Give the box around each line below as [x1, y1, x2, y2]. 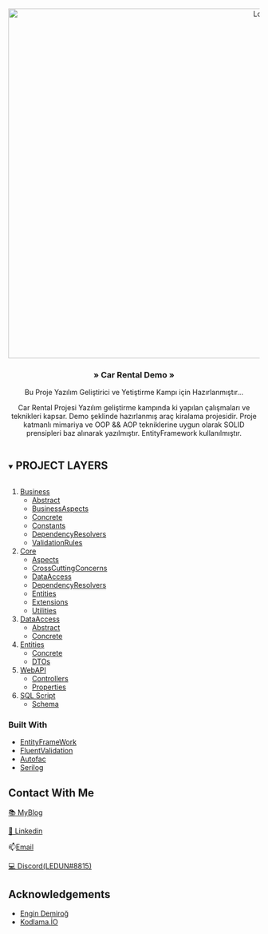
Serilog [19, 763, 44, 772]
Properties [31, 682, 66, 692]
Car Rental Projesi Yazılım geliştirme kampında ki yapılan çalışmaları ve [18, 403, 250, 413]
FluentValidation [19, 746, 73, 756]
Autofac [19, 754, 46, 764]
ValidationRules [31, 538, 83, 548]
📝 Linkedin [8, 826, 43, 836]
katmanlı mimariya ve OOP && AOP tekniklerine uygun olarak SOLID [23, 420, 245, 429]
